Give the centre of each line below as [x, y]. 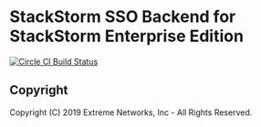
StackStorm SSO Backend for [123, 17]
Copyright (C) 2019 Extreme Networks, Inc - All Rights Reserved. [131, 112]
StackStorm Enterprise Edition [127, 36]
